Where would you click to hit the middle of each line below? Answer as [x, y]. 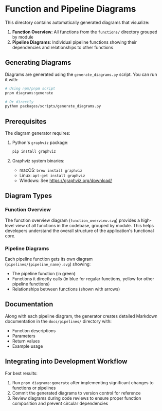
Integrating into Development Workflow [66, 362]
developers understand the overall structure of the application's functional [80, 231]
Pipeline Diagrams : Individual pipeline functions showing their [74, 42]
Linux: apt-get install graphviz [52, 175]
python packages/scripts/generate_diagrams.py [53, 106]
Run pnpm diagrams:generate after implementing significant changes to [83, 382]
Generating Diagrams [38, 63]
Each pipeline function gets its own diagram [49, 259]
